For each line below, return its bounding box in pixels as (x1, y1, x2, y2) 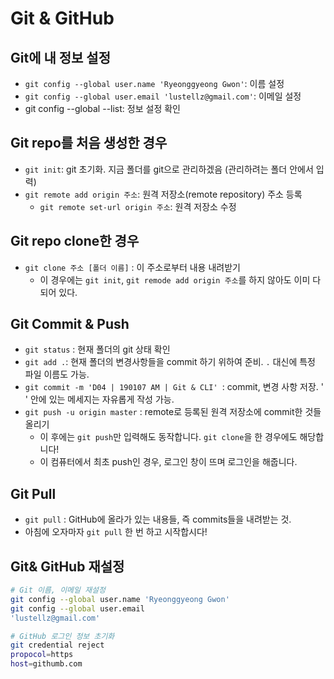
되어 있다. (39, 286, 78, 298)
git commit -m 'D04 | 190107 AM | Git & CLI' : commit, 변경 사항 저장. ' (24, 381, 324, 393)
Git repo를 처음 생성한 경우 (10, 135, 168, 152)
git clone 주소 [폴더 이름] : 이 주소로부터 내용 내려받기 (24, 261, 241, 273)
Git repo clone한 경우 (10, 233, 140, 250)
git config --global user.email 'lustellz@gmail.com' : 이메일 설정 (24, 90, 302, 102)
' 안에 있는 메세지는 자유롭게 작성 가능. (24, 393, 175, 406)
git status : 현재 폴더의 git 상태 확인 (24, 343, 171, 356)
